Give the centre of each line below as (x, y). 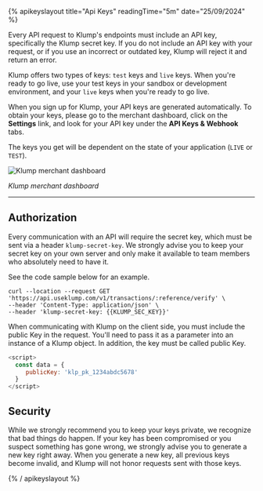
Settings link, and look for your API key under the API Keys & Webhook (123, 124)
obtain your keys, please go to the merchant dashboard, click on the (118, 115)
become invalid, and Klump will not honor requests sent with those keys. (125, 463)
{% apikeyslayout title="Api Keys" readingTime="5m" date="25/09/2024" (127, 11)
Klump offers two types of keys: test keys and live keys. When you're (122, 75)
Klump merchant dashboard (54, 186)
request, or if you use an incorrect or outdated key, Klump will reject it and (128, 51)
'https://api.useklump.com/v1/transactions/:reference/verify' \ (117, 298)
